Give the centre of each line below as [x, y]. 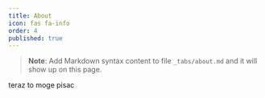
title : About [30, 16]
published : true [35, 38]
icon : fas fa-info [39, 23]
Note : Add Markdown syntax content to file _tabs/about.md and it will [143, 61]
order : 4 [23, 31]
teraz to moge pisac [41, 85]
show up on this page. [65, 70]
